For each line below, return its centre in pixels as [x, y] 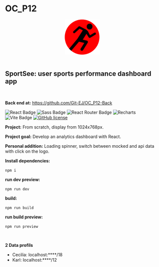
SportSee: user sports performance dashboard [78, 74]
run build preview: [24, 217]
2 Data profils [19, 245]
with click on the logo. [27, 151]
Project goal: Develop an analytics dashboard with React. [63, 136]
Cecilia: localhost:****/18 [37, 254]
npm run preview [22, 226]
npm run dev [17, 189]
